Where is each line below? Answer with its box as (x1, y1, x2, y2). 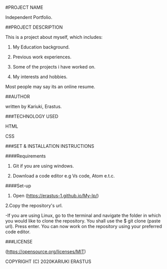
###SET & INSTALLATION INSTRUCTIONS (5, 143, 94, 149)
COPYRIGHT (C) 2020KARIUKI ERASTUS (5, 258, 91, 264)
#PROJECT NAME (5, 5, 43, 10)
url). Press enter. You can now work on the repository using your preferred (5, 223, 162, 229)
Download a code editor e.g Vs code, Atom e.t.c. (12, 173, 115, 178)
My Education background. (12, 44, 70, 50)
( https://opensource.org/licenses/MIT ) (5, 249, 86, 255)
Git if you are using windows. (12, 163, 74, 169)
